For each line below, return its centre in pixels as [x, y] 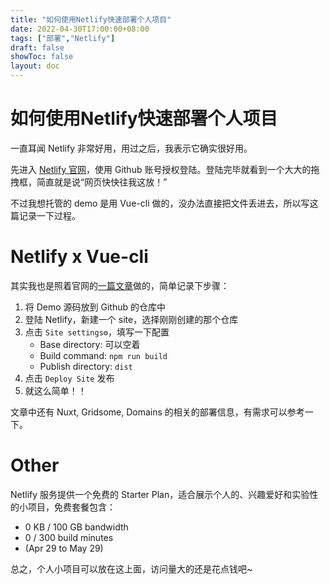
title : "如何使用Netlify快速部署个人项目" [91, 19]
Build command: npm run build [103, 355]
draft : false [37, 47]
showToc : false [42, 57]
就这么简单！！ [55, 390]
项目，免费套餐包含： [71, 507]
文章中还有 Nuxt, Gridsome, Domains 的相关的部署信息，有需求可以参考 [157, 412]
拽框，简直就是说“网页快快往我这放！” [89, 182]
